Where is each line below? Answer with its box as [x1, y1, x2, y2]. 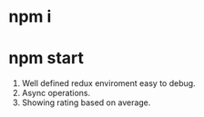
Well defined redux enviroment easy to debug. [21, 78, 197, 89]
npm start [8, 48, 84, 69]
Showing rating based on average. [21, 97, 151, 108]
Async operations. [21, 88, 91, 99]
